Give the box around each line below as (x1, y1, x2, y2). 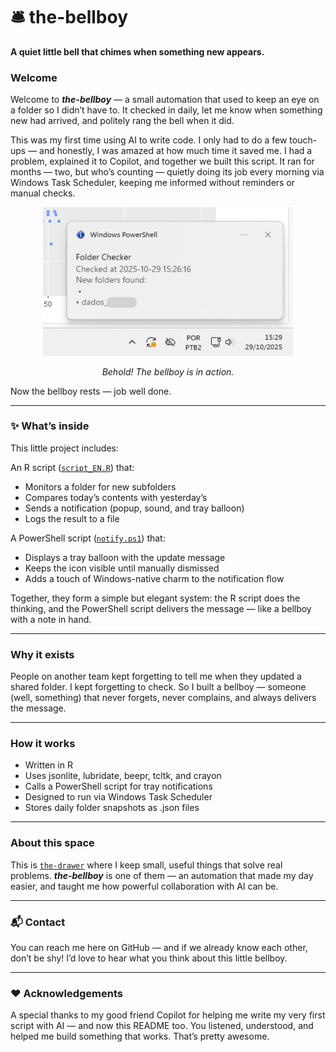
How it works (10, 737, 76, 751)
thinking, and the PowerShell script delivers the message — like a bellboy (10, 602, 312, 614)
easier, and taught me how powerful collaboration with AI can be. (10, 880, 279, 892)
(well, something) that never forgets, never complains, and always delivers (10, 692, 317, 704)
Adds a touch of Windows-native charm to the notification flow (24, 572, 285, 584)
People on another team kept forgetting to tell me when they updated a (10, 670, 302, 683)
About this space (10, 836, 95, 850)
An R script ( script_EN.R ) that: (10, 461, 135, 473)
